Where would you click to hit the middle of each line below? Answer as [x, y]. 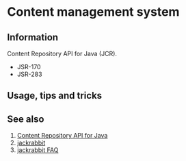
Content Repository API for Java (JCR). [62, 53]
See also [26, 119]
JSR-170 [29, 67]
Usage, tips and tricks [55, 96]
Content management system [93, 12]
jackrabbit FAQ [38, 150]
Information [33, 37]
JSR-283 [29, 74]
